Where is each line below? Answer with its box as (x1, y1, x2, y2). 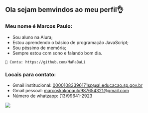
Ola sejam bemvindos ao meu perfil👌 (5, 5, 124, 14)
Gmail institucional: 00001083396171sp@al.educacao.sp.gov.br (12, 82, 143, 88)
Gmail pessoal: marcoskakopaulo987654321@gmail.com (12, 87, 129, 93)
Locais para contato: (5, 71, 56, 78)
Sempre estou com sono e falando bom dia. (12, 50, 102, 56)
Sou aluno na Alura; (12, 34, 53, 40)
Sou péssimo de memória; (12, 45, 66, 51)
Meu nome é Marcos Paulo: (5, 23, 73, 30)
